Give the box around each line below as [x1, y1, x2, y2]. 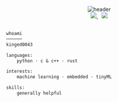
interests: [6, 68, 33, 75]
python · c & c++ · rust [17, 58, 78, 64]
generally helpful [17, 90, 62, 96]
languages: [6, 52, 33, 58]
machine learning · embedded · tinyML [17, 74, 112, 80]
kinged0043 [6, 42, 33, 47]
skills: [6, 85, 25, 91]
